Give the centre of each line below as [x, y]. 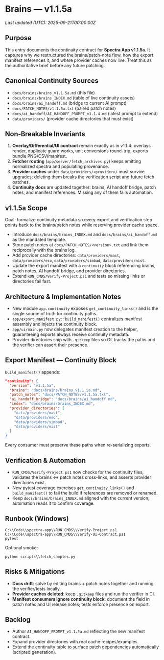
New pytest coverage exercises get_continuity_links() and [73, 488]
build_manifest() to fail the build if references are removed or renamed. [85, 493]
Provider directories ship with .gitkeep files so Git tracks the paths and [84, 340]
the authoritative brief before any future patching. [55, 65]
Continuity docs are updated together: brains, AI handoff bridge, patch [84, 188]
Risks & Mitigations [35, 572]
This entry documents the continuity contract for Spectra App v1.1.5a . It [78, 49]
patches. [21, 182]
